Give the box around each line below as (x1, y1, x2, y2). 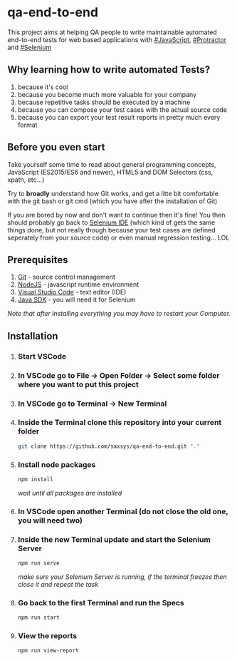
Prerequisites (7, 254, 68, 266)
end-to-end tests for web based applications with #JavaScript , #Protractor (7, 35, 226, 43)
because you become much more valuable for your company (17, 90, 197, 98)
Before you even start (7, 141, 105, 153)
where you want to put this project (17, 379, 139, 389)
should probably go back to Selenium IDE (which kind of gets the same (7, 218, 216, 227)
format (17, 121, 38, 129)
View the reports (17, 631, 77, 641)
